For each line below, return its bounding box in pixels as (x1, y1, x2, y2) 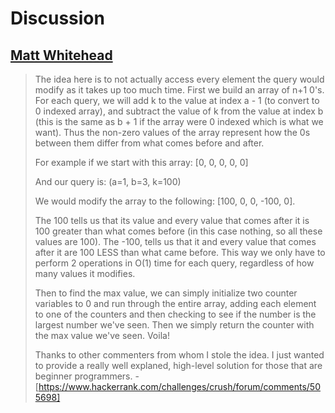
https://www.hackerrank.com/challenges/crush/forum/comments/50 (38, 381, 321, 392)
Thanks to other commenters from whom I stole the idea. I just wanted (34, 349, 325, 361)
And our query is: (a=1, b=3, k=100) (34, 176, 182, 187)
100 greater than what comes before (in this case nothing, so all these (34, 225, 323, 237)
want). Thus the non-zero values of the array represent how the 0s (34, 127, 311, 138)
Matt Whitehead (10, 47, 113, 64)
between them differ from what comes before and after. (34, 137, 265, 149)
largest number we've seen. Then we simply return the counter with (34, 319, 315, 331)
